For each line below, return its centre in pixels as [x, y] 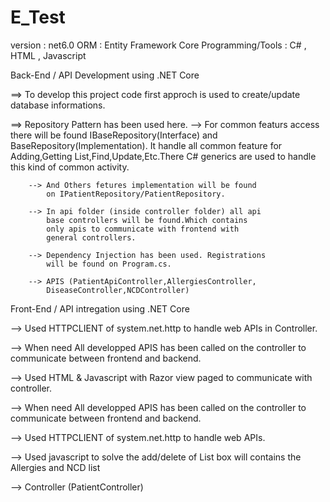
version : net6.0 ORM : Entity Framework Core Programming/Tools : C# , [158, 45]
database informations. [58, 105]
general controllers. [91, 237]
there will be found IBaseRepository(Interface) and [114, 135]
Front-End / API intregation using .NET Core [100, 308]
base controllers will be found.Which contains [147, 220]
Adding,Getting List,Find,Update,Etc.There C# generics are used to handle [163, 156]
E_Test [38, 17]
